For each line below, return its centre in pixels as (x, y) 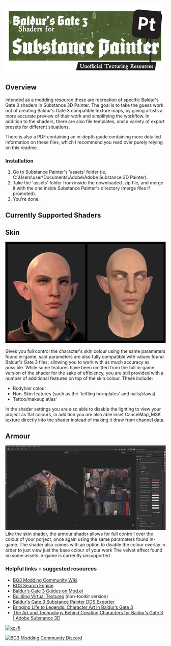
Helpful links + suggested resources (51, 569)
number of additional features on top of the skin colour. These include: (79, 378)
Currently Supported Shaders (53, 215)
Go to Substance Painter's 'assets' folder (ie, (60, 172)
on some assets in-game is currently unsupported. (58, 556)
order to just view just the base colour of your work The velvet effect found (84, 550)
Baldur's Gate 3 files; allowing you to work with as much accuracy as (77, 362)
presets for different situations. (38, 127)
